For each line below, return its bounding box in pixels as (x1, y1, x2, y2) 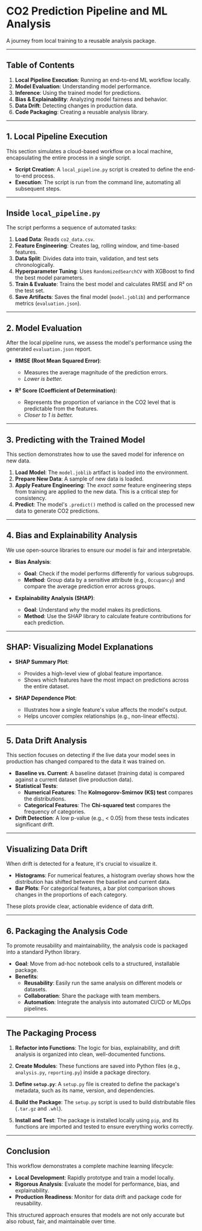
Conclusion (6, 1146, 50, 1157)
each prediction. (23, 619, 65, 626)
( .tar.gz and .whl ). (14, 1105, 63, 1112)
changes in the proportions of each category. (14, 891, 127, 898)
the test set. (14, 287, 45, 294)
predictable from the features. (23, 405, 99, 412)
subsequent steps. (14, 185, 61, 192)
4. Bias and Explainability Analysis (6, 530, 138, 541)
